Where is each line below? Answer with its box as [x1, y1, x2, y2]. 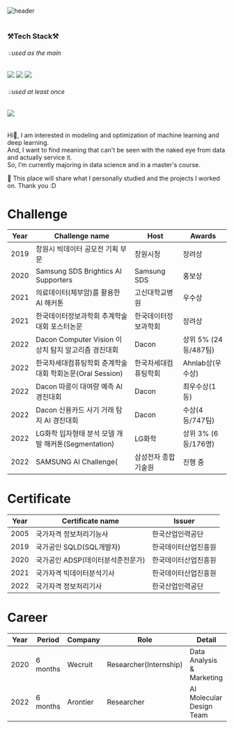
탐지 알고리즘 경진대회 [50, 345, 119, 355]
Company [67, 635, 100, 645]
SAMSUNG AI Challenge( [36, 457, 118, 467]
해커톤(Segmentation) [44, 439, 115, 449]
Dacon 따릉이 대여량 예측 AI [36, 382, 123, 391]
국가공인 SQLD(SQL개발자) [36, 542, 120, 552]
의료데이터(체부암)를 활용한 [36, 288, 120, 297]
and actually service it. [7, 153, 72, 162]
